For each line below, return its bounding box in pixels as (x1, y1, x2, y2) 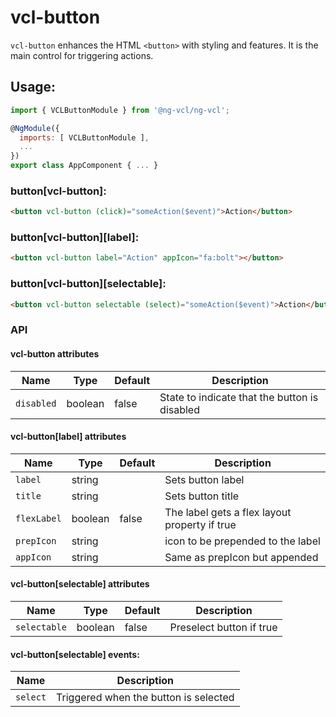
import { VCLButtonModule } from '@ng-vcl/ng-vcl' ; (10, 105, 230, 115)
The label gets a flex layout (164, 505, 292, 519)
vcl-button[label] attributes (10, 431, 127, 443)
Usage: (10, 79, 57, 96)
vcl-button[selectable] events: (10, 648, 140, 660)
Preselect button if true (169, 621, 278, 635)
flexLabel (15, 512, 62, 524)
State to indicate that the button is (159, 390, 319, 404)
